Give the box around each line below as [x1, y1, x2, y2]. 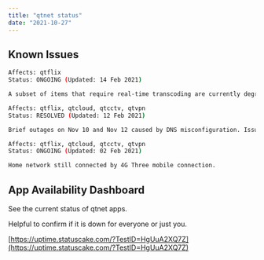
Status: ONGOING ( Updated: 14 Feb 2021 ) [8, 76, 143, 84]
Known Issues [8, 48, 79, 61]
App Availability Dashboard [8, 183, 145, 196]
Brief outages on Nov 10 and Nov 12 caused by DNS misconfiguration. [8, 126, 241, 134]
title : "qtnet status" [8, 11, 82, 20]
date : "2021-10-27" [8, 19, 72, 27]
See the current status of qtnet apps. [8, 204, 128, 213]
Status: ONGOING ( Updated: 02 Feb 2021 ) [8, 147, 143, 156]
